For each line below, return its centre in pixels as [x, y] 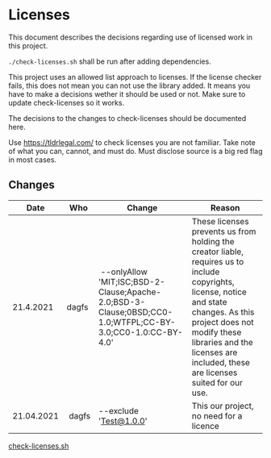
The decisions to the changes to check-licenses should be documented [127, 118]
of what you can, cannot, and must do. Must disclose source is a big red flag [135, 151]
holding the [213, 241]
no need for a [217, 415]
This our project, [223, 406]
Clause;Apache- [129, 292]
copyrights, [213, 281]
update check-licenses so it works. [67, 102]
